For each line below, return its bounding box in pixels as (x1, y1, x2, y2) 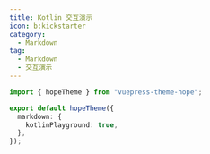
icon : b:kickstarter (9, 21, 87, 30)
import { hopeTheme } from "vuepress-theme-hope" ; (9, 87, 203, 97)
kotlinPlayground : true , (25, 120, 118, 130)
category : (9, 30, 47, 38)
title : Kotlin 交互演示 (9, 13, 92, 22)
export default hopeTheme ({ (9, 104, 115, 113)
